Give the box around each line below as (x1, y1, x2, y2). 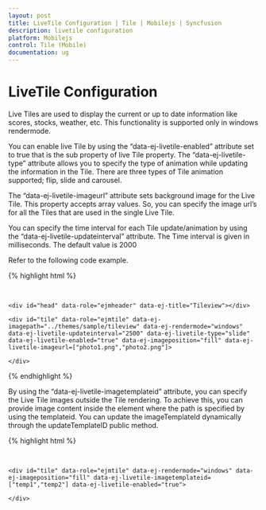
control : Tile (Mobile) (8, 41, 87, 49)
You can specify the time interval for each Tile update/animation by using (8, 223, 248, 232)
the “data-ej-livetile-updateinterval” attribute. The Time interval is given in (8, 232, 250, 241)
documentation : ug (8, 49, 69, 56)
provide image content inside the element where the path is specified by (8, 403, 245, 413)
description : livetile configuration (8, 26, 133, 34)
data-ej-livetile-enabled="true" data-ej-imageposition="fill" (8, 336, 222, 345)
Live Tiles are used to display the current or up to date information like (8, 109, 238, 119)
